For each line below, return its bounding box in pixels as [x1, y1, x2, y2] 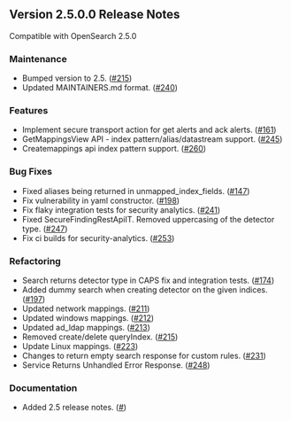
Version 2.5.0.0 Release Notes [9, 7, 180, 22]
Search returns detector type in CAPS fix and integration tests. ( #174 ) [21, 275, 275, 285]
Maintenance [9, 52, 68, 65]
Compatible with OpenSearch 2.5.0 [9, 30, 137, 41]
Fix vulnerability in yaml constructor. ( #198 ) [21, 195, 180, 206]
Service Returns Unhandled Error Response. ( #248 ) [21, 360, 211, 370]
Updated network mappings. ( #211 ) [21, 303, 150, 314]
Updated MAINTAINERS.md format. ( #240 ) [21, 82, 179, 93]
